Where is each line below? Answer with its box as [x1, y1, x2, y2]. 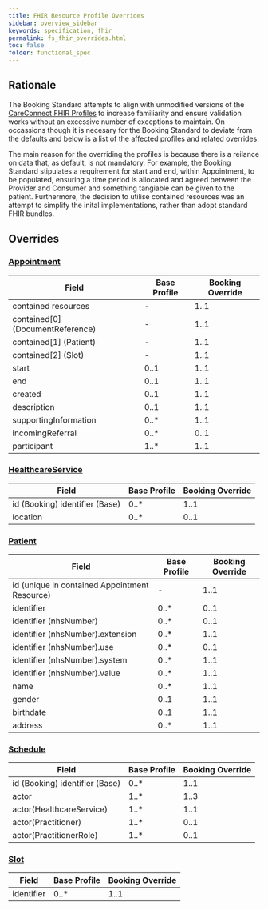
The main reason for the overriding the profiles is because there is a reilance [8, 149, 260, 158]
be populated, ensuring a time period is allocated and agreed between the [8, 174, 252, 184]
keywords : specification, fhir [8, 26, 112, 34]
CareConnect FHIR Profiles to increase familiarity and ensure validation [8, 108, 242, 118]
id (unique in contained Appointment [12, 579, 149, 591]
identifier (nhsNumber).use [12, 642, 114, 653]
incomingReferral [12, 427, 77, 439]
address [12, 720, 43, 731]
